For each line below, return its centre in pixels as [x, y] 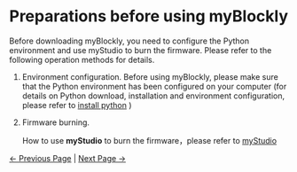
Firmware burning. [56, 122]
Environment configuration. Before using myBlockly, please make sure [150, 76]
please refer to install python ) [77, 105]
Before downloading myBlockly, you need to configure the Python [129, 41]
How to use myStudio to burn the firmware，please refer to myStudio [149, 140]
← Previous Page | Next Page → [68, 158]
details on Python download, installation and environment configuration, [153, 96]
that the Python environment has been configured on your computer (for [154, 86]
